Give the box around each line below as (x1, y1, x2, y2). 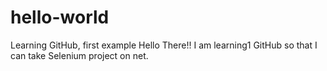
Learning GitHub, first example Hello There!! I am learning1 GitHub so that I (10, 39, 318, 51)
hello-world (10, 6, 110, 29)
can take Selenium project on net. (10, 49, 149, 61)
